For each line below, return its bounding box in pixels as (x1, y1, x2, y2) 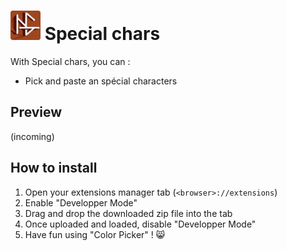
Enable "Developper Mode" (24, 196, 138, 209)
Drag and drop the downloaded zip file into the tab (24, 207, 233, 219)
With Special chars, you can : (10, 55, 131, 67)
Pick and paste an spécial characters (24, 75, 178, 87)
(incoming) (10, 130, 55, 142)
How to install (10, 160, 98, 177)
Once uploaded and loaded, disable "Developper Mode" (24, 218, 257, 230)
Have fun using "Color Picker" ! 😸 (24, 228, 166, 240)
